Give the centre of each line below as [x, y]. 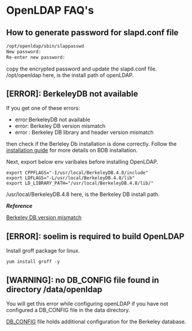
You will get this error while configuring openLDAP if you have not [87, 304]
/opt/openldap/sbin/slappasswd [45, 46]
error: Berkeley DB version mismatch [60, 126]
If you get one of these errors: [43, 108]
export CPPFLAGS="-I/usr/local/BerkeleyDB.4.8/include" [77, 173]
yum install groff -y [33, 262]
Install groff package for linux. [43, 251]
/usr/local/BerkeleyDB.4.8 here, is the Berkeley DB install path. [83, 194]
